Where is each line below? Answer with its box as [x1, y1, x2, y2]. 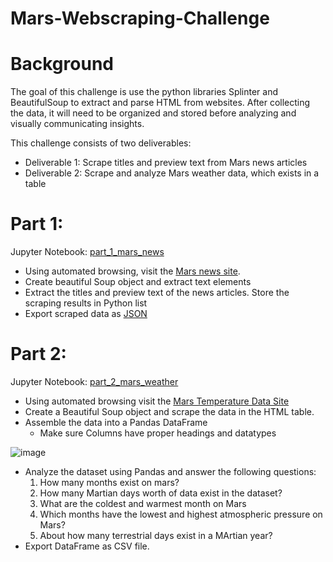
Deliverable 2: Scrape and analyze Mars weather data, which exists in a [24, 167, 320, 179]
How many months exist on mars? [39, 477, 180, 488]
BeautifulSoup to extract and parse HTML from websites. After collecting [10, 97, 311, 109]
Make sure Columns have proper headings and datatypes [39, 427, 277, 439]
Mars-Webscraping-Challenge [10, 7, 270, 30]
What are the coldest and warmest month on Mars [39, 498, 247, 509]
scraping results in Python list [24, 297, 148, 309]
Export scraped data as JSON [24, 308, 148, 320]
